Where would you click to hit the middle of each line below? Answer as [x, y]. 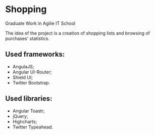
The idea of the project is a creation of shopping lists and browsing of [78, 33]
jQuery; [20, 116]
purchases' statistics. [27, 38]
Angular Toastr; [29, 111]
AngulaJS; [23, 66]
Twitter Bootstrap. [31, 82]
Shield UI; [22, 77]
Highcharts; [25, 121]
